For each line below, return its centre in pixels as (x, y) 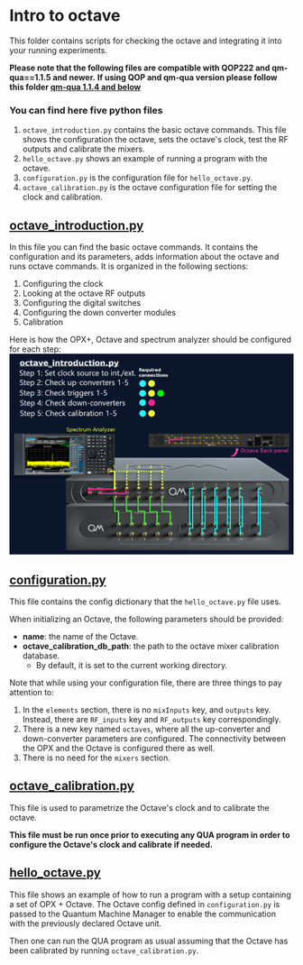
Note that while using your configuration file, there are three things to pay (146, 683)
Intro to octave (65, 16)
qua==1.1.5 (30, 77)
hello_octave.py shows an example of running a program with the (145, 159)
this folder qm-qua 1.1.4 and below (75, 87)
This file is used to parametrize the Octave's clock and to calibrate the (139, 807)
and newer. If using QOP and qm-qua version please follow (165, 77)
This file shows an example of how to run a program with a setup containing (150, 895)
